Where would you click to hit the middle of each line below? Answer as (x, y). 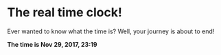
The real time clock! (65, 13)
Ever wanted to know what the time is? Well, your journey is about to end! (111, 31)
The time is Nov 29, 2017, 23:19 (52, 44)
